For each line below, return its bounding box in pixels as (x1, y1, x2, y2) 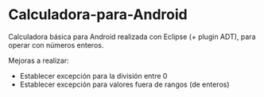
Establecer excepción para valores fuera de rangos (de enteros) (19, 80, 230, 89)
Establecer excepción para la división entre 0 (19, 71, 168, 80)
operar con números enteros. (8, 40, 104, 49)
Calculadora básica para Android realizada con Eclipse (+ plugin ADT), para (8, 32, 256, 41)
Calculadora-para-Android (8, 6, 188, 24)
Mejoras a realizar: (8, 56, 69, 65)
